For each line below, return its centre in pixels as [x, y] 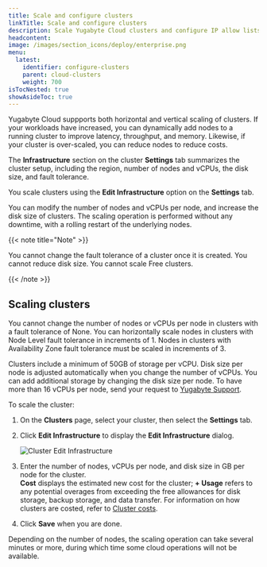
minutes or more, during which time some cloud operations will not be [123, 548]
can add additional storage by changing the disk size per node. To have [125, 381]
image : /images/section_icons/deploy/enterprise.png [97, 45]
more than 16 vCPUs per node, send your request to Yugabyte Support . [125, 389]
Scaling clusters [49, 304]
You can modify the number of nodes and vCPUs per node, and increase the [133, 208]
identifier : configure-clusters [76, 67]
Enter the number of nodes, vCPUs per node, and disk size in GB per [132, 466]
